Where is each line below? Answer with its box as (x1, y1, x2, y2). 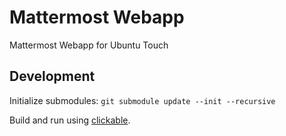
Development (9, 68, 96, 85)
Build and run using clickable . (9, 114, 131, 126)
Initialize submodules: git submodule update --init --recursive (9, 94, 276, 106)
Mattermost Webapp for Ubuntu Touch (9, 39, 169, 51)
